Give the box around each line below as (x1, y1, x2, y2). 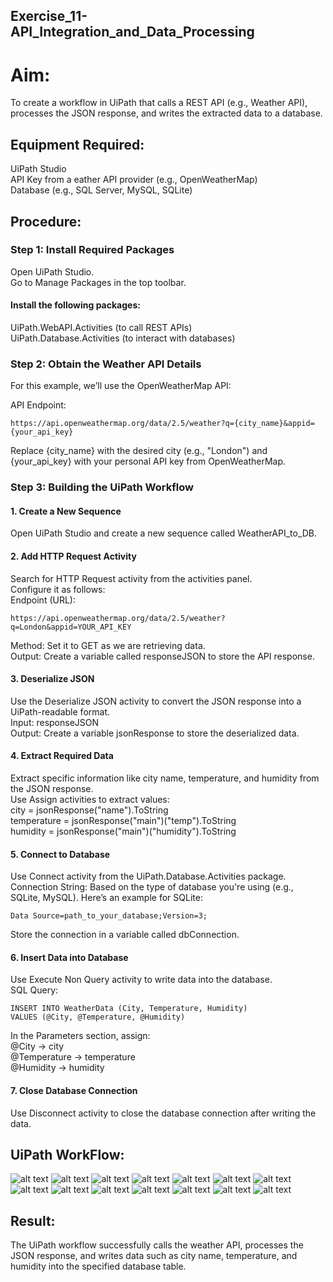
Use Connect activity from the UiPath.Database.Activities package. (10, 870, 287, 883)
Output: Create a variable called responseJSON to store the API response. (10, 650, 315, 662)
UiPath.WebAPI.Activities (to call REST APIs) (10, 322, 193, 334)
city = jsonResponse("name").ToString (10, 804, 169, 816)
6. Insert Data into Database (10, 951, 129, 963)
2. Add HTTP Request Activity (10, 550, 137, 563)
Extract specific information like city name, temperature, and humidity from (10, 772, 320, 784)
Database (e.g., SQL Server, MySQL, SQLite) (10, 184, 193, 196)
